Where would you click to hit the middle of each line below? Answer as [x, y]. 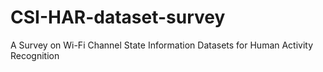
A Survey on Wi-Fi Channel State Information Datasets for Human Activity [162, 45]
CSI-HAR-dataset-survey [118, 17]
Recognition [35, 55]
